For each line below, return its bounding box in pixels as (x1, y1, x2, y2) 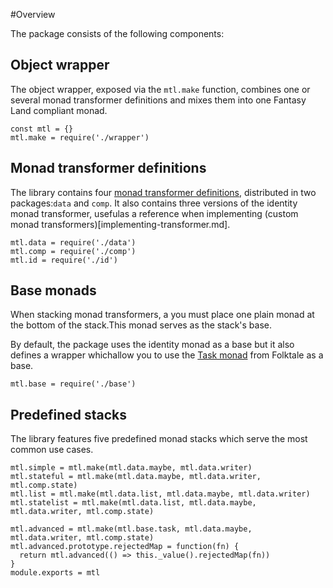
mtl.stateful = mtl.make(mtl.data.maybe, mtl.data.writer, (10, 472, 262, 482)
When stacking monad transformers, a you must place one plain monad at (10, 309, 315, 321)
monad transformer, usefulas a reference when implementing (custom (10, 207, 299, 219)
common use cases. (10, 444, 94, 456)
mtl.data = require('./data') (10, 237, 137, 248)
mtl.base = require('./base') (10, 379, 137, 389)
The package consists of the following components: (10, 28, 225, 39)
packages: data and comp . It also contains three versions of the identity (10, 197, 298, 209)
